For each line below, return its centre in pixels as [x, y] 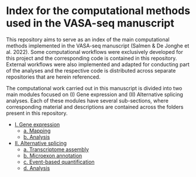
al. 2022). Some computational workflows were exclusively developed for [94, 52]
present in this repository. [37, 113]
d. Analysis [37, 168]
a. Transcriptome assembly [56, 149]
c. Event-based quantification [59, 162]
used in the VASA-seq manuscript [90, 23]
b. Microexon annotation [53, 155]
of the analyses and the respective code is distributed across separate [91, 70]
